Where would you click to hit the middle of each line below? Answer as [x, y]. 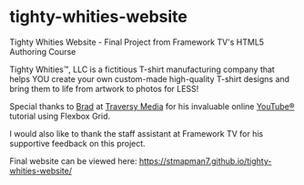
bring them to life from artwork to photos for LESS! [104, 88]
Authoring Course [43, 51]
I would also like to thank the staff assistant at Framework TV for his [137, 133]
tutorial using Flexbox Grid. [60, 116]
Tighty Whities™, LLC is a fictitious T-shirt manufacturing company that [142, 69]
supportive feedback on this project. [77, 143]
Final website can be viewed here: [73, 160]
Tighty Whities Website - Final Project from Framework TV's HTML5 [137, 42]
